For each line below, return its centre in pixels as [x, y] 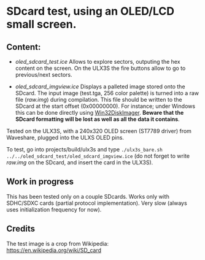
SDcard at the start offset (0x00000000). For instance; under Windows [105, 106]
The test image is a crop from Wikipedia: [58, 243]
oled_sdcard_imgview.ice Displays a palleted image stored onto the [100, 86]
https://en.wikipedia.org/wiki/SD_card [54, 250]
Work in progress [40, 182]
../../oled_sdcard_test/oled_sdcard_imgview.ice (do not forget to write [98, 156]
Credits [21, 229]
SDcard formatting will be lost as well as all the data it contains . [97, 119]
